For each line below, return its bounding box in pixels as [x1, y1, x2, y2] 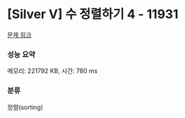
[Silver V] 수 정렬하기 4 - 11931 [7, 6, 179, 22]
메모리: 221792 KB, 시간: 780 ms [7, 67, 98, 75]
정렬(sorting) [7, 103, 44, 111]
